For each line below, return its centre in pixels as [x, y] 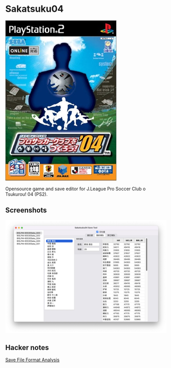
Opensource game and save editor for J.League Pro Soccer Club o [76, 189]
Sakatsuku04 [35, 9]
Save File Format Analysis [33, 360]
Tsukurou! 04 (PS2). [26, 194]
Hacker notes [27, 347]
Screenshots [26, 210]
